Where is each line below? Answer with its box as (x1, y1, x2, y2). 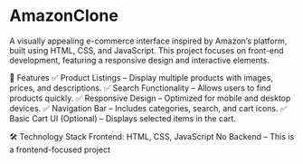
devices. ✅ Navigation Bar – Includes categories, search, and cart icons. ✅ (9, 102, 288, 113)
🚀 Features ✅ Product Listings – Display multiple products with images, (9, 72, 274, 82)
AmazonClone (9, 5, 119, 26)
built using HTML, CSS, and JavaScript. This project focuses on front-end (9, 44, 284, 55)
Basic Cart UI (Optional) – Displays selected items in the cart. (9, 112, 237, 123)
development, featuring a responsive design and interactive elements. (9, 54, 270, 65)
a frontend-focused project (9, 144, 111, 155)
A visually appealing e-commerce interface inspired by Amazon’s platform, (9, 35, 288, 46)
